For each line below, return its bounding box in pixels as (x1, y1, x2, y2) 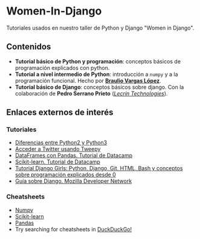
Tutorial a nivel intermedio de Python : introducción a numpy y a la (15, 71, 178, 78)
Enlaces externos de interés (6, 107, 114, 118)
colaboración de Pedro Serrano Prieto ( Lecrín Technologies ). (15, 89, 168, 97)
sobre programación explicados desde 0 (15, 171, 116, 179)
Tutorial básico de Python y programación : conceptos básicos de (15, 57, 181, 65)
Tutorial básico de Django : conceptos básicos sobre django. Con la (15, 83, 184, 91)
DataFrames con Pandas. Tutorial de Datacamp (15, 152, 133, 159)
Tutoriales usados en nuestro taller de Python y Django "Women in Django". (6, 24, 195, 31)
